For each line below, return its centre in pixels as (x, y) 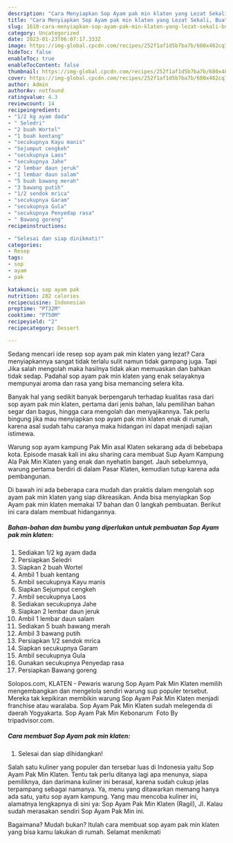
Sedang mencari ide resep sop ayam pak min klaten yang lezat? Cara (106, 354)
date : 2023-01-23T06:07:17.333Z (54, 39)
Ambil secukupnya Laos (52, 597)
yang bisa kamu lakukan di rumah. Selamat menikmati (84, 832)
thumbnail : (24, 71)
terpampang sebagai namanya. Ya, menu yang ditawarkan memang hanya (114, 789)
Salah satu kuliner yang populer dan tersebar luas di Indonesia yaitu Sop (111, 767)
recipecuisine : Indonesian (47, 302)
